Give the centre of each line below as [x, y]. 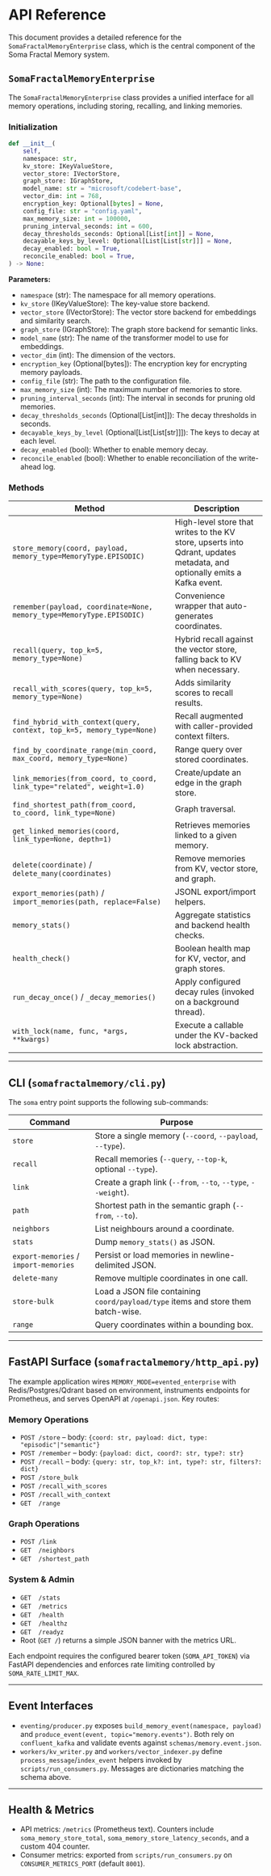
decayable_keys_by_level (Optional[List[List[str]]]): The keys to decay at [140, 432]
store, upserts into [209, 542]
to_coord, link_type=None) [64, 813]
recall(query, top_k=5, [58, 651]
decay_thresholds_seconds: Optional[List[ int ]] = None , [119, 234]
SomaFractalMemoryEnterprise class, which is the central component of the [132, 45]
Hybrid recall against [214, 639]
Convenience [200, 596]
